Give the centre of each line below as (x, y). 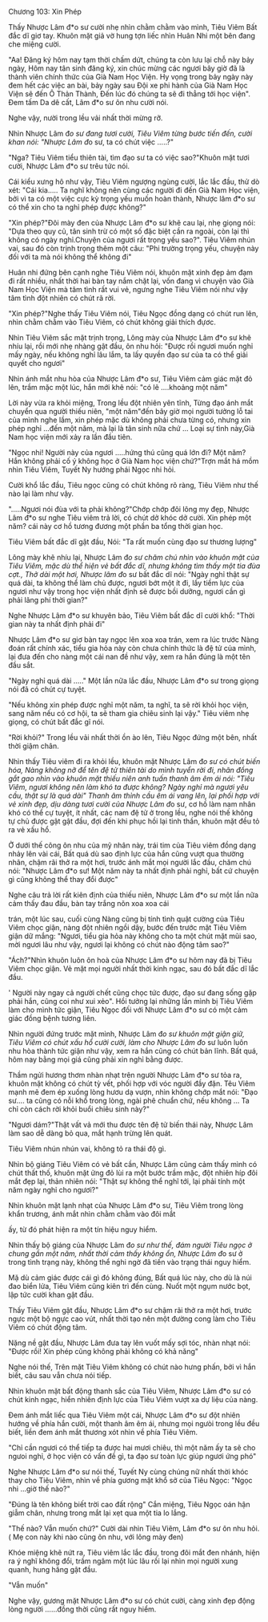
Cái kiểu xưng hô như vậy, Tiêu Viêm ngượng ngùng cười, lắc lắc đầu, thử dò (134, 181)
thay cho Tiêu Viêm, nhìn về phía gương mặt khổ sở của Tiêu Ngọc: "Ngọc (131, 1480)
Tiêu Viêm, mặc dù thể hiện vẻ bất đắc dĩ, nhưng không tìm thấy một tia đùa (134, 566)
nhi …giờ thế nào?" (39, 1489)
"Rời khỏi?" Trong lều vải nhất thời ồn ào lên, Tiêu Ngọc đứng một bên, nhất (133, 737)
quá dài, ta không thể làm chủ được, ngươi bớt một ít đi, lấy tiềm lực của (126, 583)
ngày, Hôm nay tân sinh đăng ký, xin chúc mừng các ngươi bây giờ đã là (127, 68)
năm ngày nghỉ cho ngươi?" (54, 1190)
